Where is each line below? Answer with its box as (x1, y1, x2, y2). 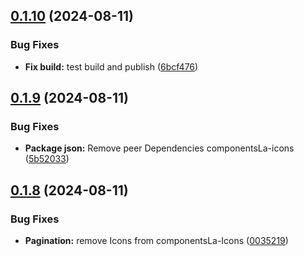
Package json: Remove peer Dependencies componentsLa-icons (24, 142, 295, 154)
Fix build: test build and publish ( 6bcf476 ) (24, 60, 199, 73)
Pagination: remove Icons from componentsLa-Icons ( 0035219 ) (24, 235, 289, 247)
